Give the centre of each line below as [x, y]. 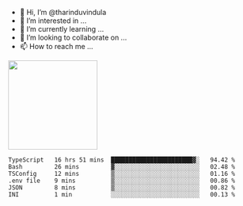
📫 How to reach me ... [56, 46]
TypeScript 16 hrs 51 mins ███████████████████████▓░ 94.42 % [122, 160]
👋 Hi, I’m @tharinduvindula [63, 12]
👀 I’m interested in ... [53, 21]
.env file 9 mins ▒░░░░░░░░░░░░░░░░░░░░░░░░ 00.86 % [122, 181]
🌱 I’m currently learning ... [62, 29]
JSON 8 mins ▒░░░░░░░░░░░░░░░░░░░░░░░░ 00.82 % [122, 188]
